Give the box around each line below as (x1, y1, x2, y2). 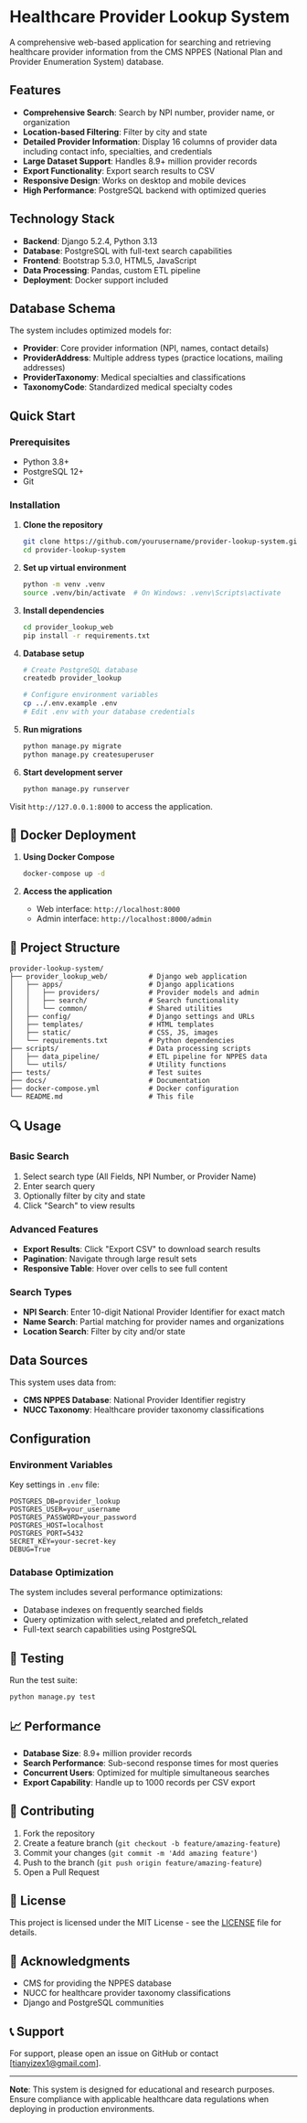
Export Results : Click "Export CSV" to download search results (22, 1244, 261, 1255)
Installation (9, 499, 61, 511)
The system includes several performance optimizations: (9, 1587, 224, 1598)
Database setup (22, 648, 85, 659)
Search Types (9, 1286, 73, 1299)
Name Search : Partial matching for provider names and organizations (22, 1316, 285, 1327)
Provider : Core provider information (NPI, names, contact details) (22, 343, 270, 354)
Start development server (22, 767, 123, 777)
